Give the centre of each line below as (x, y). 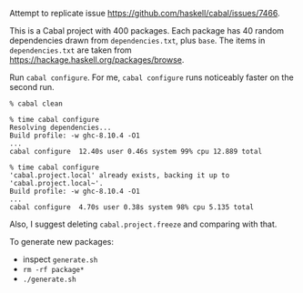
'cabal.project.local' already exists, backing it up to (120, 176)
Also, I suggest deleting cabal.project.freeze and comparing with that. (143, 224)
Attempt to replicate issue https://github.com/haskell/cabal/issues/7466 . (145, 13)
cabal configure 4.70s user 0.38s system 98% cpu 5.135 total (132, 207)
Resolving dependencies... (61, 127)
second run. (32, 87)
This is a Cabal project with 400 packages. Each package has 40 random (147, 30)
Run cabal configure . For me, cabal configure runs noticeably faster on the (151, 77)
